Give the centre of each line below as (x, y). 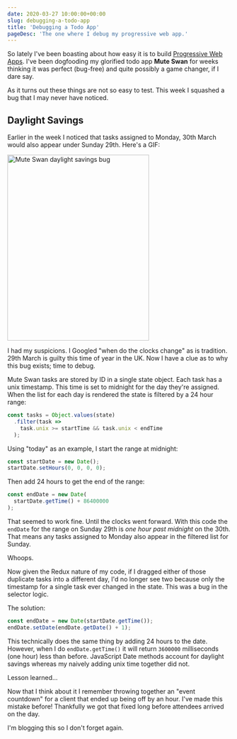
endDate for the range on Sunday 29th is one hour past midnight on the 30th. (119, 529)
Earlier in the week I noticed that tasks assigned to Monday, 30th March (112, 137)
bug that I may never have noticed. (58, 98)
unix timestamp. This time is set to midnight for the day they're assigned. (113, 387)
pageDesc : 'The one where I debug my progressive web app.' (98, 34)
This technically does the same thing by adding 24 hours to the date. (108, 641)
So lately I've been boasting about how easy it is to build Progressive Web (115, 54)
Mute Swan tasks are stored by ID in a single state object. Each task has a (115, 380)
